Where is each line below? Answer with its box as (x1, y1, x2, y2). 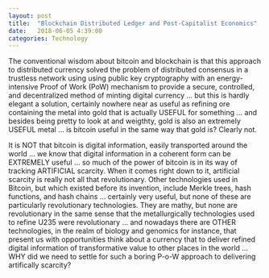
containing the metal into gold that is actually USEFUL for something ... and (8, 108, 258, 118)
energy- (216, 73, 243, 83)
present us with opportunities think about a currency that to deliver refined (8, 234, 256, 244)
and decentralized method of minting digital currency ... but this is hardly (8, 90, 250, 101)
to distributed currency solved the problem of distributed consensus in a (8, 65, 249, 75)
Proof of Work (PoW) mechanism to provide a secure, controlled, (39, 82, 255, 92)
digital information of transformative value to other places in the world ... (8, 243, 248, 253)
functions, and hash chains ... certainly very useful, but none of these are (8, 192, 251, 201)
